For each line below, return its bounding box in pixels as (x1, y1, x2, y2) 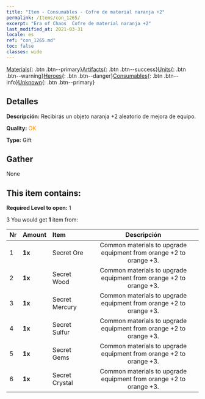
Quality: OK (6, 124, 37, 132)
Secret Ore (52, 248, 84, 257)
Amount (22, 231, 47, 239)
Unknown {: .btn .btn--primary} (18, 78, 95, 86)
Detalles (6, 96, 38, 107)
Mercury (52, 303, 77, 311)
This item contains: (6, 188, 81, 198)
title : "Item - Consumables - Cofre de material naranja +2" (6, 9, 165, 15)
